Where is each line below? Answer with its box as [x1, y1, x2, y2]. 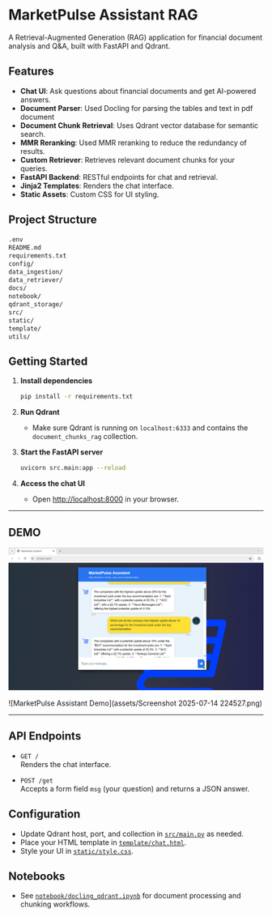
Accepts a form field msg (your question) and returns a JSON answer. [19, 783, 250, 793]
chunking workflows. [19, 899, 91, 909]
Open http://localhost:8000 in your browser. [32, 494, 180, 504]
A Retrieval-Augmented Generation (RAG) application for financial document [8, 32, 263, 42]
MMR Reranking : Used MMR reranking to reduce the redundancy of [19, 138, 247, 147]
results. [19, 146, 46, 156]
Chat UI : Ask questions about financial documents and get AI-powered [19, 86, 257, 96]
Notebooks [8, 869, 66, 883]
